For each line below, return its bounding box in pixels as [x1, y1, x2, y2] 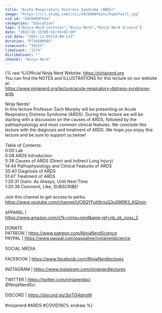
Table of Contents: [5, 142, 42, 148]
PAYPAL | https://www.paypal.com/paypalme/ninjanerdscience [5, 235, 131, 241]
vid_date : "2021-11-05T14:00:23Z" [5, 35, 75, 39]
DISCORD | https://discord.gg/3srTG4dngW [5, 292, 92, 298]
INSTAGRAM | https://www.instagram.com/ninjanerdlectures [5, 266, 126, 272]
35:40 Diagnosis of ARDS [5, 168, 56, 174]
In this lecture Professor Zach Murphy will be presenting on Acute [5, 106, 137, 112]
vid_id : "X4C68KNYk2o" [5, 16, 51, 21]
